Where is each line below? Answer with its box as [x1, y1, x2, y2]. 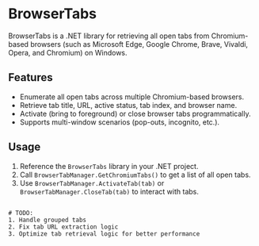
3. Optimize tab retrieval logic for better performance [8, 229, 200, 238]
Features [8, 71, 53, 84]
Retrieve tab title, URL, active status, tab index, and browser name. [19, 100, 238, 110]
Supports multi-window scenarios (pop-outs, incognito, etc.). [19, 117, 220, 127]
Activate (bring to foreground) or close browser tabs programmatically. [19, 109, 251, 118]
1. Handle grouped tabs [8, 216, 87, 224]
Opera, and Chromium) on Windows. [8, 48, 128, 57]
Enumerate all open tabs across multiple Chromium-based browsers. [19, 92, 245, 102]
